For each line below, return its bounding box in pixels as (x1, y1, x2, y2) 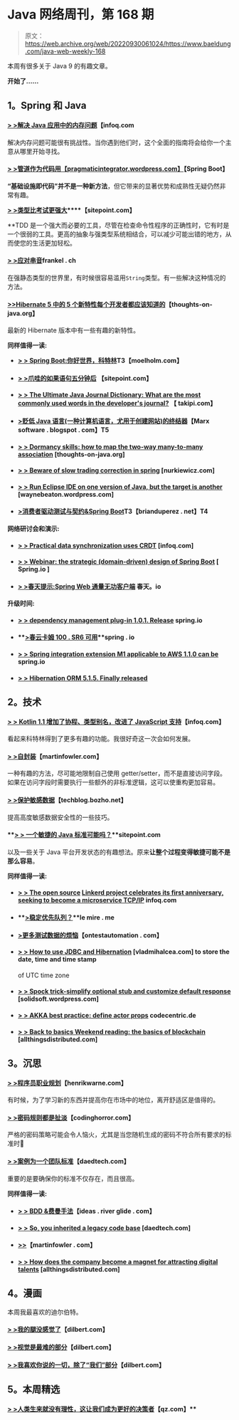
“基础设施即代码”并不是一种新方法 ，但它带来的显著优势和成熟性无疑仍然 (7, 182, 221, 190)
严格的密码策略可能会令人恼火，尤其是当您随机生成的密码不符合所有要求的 (7, 1130, 225, 1139)
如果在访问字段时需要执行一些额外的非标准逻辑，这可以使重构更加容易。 (7, 778, 219, 787)
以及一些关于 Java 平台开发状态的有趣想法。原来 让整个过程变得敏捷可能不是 (7, 848, 231, 856)
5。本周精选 (7, 1384, 60, 1395)
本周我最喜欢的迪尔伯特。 (7, 1308, 83, 1316)
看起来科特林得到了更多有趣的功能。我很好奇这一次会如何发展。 (7, 735, 194, 743)
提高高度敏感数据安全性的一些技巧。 (7, 813, 114, 821)
